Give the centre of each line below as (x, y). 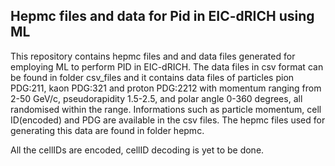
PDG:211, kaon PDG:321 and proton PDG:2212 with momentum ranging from (166, 88)
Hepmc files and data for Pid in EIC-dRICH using (162, 16)
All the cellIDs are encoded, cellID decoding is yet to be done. (137, 150)
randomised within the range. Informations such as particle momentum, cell (166, 109)
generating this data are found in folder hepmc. (107, 130)
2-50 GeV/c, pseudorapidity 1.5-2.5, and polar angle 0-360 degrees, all (156, 98)
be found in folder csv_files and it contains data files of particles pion (152, 77)
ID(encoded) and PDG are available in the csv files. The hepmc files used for (168, 120)
